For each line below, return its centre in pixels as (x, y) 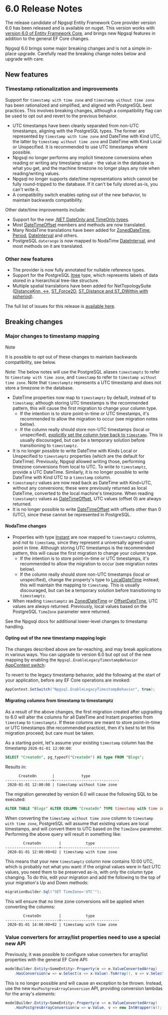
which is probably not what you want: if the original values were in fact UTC (83, 866)
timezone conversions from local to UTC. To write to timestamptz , (80, 467)
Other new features (29, 259)
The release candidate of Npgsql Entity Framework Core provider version (80, 23)
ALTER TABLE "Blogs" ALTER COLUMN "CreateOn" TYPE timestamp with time (81, 808)
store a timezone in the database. (39, 388)
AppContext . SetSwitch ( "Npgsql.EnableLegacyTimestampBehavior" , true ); (80, 690)
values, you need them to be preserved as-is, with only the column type (79, 872)
